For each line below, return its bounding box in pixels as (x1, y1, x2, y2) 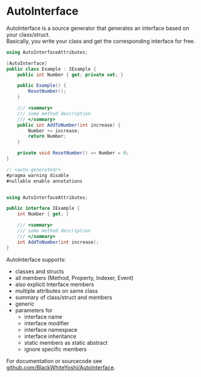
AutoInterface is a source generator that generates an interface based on (6, 24, 189, 32)
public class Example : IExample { (6, 66, 97, 72)
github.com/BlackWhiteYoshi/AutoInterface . (6, 364, 115, 371)
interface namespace (24, 326, 78, 333)
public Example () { (17, 82, 67, 89)
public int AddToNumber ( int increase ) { (17, 122, 121, 128)
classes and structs (15, 267, 64, 275)
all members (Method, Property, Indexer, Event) (15, 274, 134, 281)
